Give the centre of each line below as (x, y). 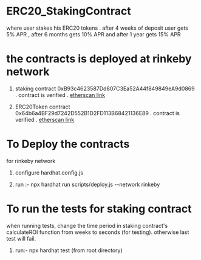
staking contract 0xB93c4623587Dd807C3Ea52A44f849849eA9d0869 (105, 88)
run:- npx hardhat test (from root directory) (69, 250)
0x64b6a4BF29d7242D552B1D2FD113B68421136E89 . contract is (97, 113)
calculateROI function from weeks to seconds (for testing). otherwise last (98, 232)
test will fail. (21, 238)
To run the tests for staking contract (99, 209)
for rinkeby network (31, 161)
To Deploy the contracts (68, 144)
